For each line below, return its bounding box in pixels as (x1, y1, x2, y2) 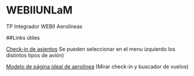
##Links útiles (6, 34, 40, 41)
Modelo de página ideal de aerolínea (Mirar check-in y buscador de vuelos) (6, 63, 189, 70)
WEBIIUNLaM (6, 4, 73, 17)
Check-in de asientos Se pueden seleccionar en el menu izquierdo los (6, 45, 176, 53)
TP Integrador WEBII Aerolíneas (6, 23, 83, 30)
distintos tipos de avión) (6, 51, 65, 58)
